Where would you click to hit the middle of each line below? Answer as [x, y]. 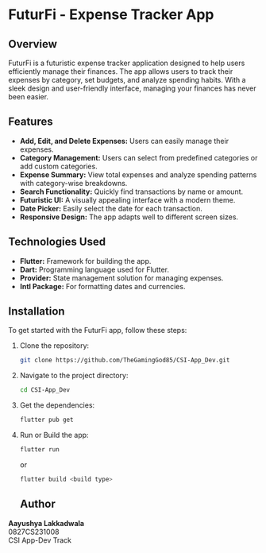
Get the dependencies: [57, 405]
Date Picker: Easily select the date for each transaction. [111, 208]
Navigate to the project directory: [74, 376]
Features [31, 122]
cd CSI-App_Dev [45, 390]
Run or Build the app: [54, 435]
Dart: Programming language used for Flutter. [94, 269]
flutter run [39, 450]
